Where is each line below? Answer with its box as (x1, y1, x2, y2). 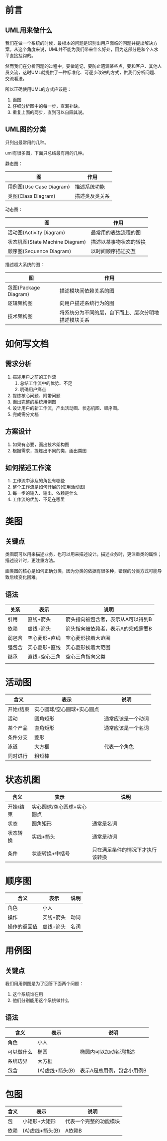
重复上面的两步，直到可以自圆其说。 (12, 109, 87, 115)
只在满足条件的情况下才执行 (91, 847, 157, 854)
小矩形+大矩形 (22, 1118, 56, 1125)
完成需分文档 (12, 411, 39, 417)
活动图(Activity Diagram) (7, 229, 66, 236)
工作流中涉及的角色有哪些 (12, 478, 65, 484)
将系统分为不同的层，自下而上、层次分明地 (59, 309, 160, 316)
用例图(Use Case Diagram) (7, 183, 71, 190)
